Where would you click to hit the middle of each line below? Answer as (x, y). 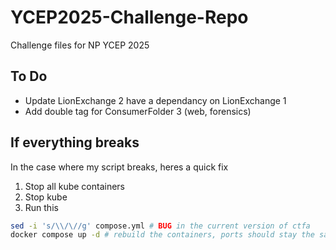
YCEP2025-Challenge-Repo (129, 17)
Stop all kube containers (74, 186)
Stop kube (46, 197)
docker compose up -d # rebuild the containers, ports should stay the (162, 235)
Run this (41, 207)
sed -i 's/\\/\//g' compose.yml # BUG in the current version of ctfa (160, 226)
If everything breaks (75, 142)
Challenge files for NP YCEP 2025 (80, 45)
